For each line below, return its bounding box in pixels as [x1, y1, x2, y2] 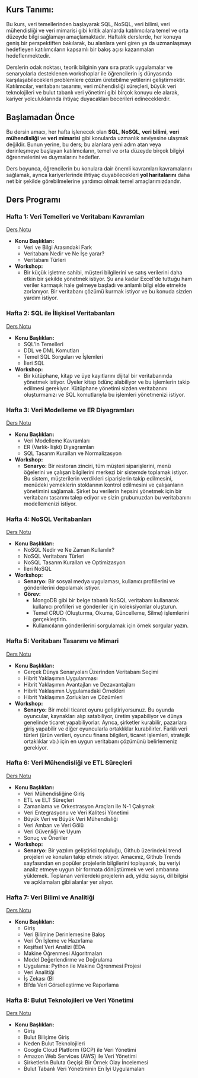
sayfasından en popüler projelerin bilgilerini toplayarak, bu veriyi [23, 859, 181, 867]
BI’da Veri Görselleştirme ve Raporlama [23, 981, 119, 988]
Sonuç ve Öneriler [23, 834, 68, 841]
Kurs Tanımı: [6, 5, 55, 15]
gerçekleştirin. [32, 616, 68, 623]
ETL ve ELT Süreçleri [23, 796, 75, 804]
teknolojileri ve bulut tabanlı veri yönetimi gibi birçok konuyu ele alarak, [6, 88, 179, 96]
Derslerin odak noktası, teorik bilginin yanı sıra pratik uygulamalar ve [6, 64, 173, 71]
